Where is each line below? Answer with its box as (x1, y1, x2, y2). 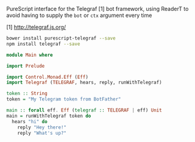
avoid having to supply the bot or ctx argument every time (6, 12, 152, 19)
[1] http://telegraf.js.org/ (6, 24, 66, 30)
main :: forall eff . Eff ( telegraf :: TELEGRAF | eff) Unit (6, 107, 163, 113)
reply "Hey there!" (17, 124, 67, 130)
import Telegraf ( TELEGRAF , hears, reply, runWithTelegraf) (6, 79, 163, 86)
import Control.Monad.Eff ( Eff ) (6, 74, 88, 80)
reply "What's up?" (17, 130, 67, 136)
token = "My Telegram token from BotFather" (6, 96, 121, 102)
